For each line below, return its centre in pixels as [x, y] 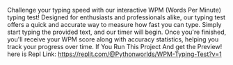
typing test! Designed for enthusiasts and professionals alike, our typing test [116, 17]
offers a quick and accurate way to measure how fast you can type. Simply [114, 25]
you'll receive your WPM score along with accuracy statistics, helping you [113, 39]
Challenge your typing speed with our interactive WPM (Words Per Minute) [114, 10]
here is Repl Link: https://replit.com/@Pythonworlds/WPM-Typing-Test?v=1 [114, 54]
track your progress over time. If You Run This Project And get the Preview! [115, 47]
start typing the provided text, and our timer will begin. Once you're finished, [117, 32]
